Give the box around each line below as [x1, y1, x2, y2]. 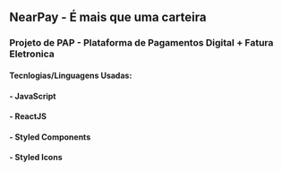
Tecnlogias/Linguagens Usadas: [9, 70, 132, 81]
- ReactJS [9, 111, 47, 122]
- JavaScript [9, 90, 56, 101]
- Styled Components [9, 132, 91, 142]
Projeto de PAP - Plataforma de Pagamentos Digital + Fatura [9, 37, 274, 49]
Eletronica [9, 47, 56, 60]
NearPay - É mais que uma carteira [9, 10, 207, 25]
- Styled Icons [9, 152, 63, 163]
